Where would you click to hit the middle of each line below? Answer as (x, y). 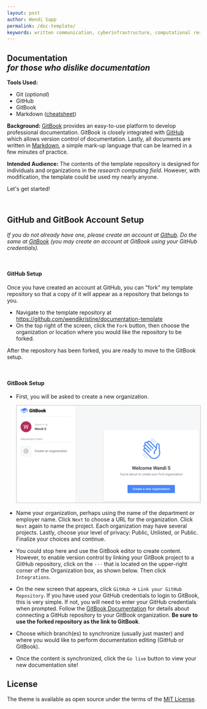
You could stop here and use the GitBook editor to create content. (99, 551)
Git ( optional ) (32, 95)
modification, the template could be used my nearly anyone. (83, 177)
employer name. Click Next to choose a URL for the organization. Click (104, 520)
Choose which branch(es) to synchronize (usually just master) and (100, 633)
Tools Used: (23, 82)
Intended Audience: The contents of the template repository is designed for (103, 164)
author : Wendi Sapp (32, 19)
